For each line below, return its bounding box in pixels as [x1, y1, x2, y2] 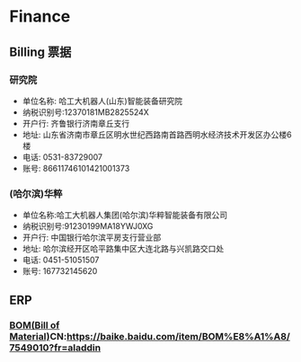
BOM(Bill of [9, 319, 60, 331]
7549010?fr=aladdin [9, 341, 102, 354]
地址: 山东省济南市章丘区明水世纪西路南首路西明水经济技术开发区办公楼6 [22, 128, 292, 140]
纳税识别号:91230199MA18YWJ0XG [22, 221, 154, 232]
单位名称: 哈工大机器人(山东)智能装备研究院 [22, 95, 182, 106]
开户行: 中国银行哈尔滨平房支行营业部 [22, 232, 162, 243]
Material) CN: [9, 331, 67, 343]
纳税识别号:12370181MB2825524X [22, 106, 150, 118]
